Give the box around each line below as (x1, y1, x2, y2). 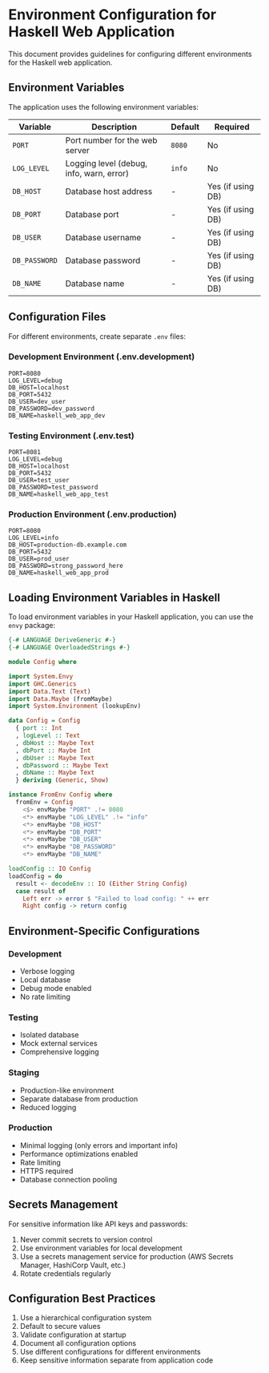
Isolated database (19, 1030, 79, 1040)
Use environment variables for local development (19, 1243, 183, 1253)
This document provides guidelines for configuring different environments (8, 49, 252, 58)
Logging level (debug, (65, 158, 148, 169)
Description (91, 121, 138, 132)
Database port (65, 208, 119, 219)
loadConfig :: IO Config (8, 865, 91, 873)
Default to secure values (19, 1322, 101, 1331)
